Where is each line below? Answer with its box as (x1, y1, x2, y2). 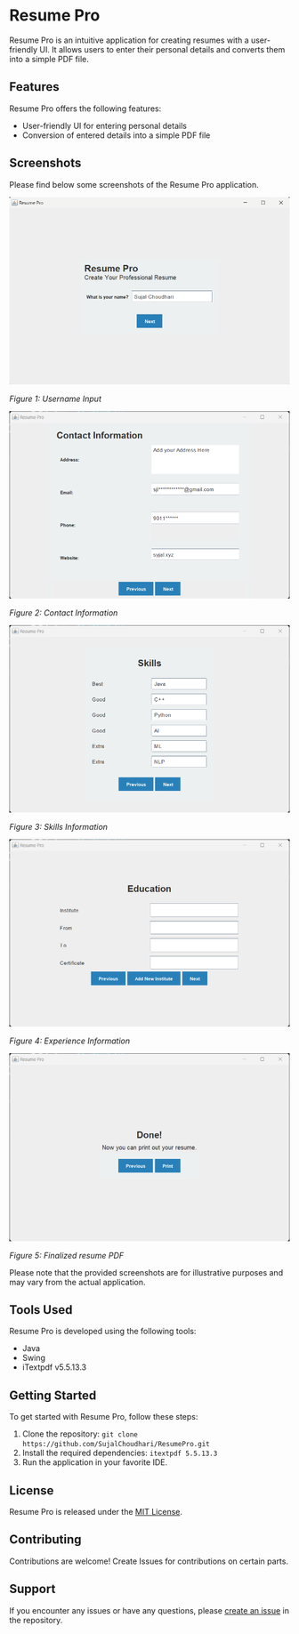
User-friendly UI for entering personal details (21, 120, 187, 131)
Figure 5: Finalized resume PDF (9, 1250, 125, 1260)
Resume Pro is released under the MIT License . (9, 1507, 183, 1517)
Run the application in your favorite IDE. (21, 1457, 167, 1468)
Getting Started (9, 1388, 97, 1403)
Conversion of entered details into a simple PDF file (21, 130, 211, 141)
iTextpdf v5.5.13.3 (21, 1362, 87, 1372)
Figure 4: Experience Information (9, 1035, 131, 1046)
